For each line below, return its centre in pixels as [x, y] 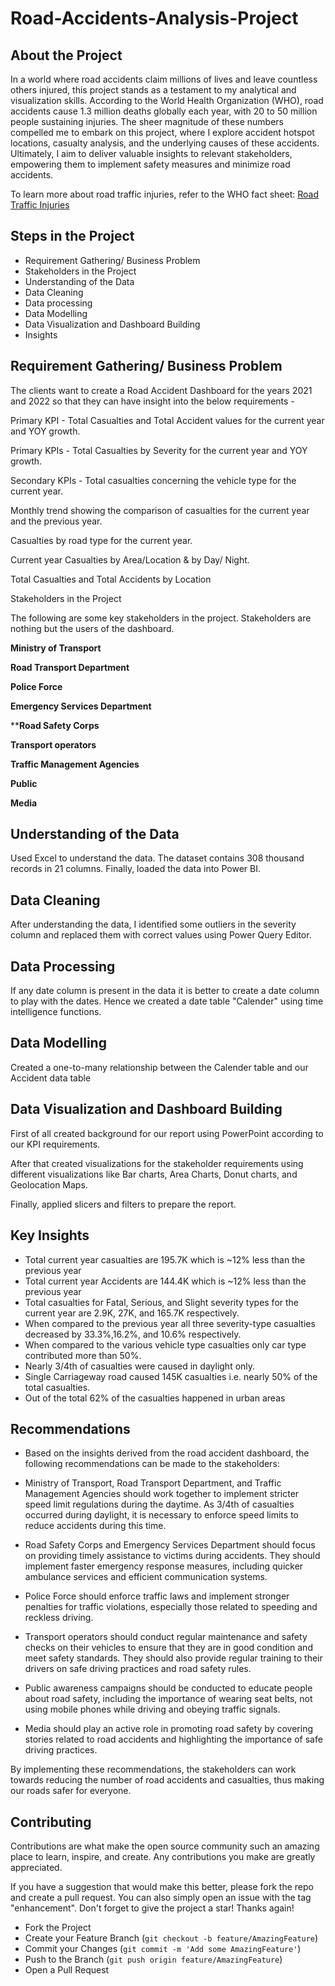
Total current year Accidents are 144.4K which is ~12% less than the [165, 1281]
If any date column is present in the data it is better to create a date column [165, 991]
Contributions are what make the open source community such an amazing [165, 1846]
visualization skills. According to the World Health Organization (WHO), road [167, 100]
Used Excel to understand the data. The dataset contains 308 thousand [157, 858]
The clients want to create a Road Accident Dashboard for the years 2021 [161, 390]
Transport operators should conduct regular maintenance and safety [166, 1637]
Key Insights [50, 1235]
